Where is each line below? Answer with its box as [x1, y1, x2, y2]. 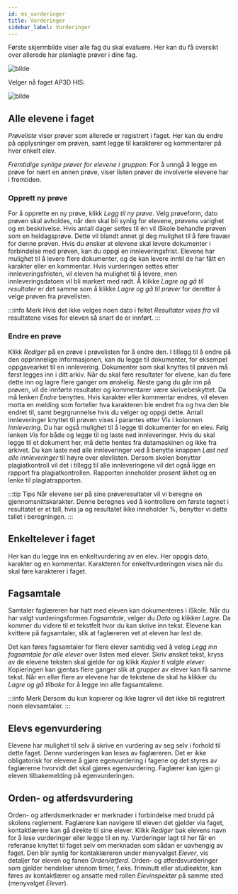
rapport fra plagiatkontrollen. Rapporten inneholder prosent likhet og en [8, 468, 217, 477]
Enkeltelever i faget [8, 533, 96, 545]
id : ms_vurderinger [8, 10, 66, 18]
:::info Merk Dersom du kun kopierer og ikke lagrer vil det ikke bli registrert [8, 694, 225, 703]
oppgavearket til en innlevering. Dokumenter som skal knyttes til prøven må [8, 362, 229, 371]
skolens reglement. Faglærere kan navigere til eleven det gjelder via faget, [8, 819, 225, 827]
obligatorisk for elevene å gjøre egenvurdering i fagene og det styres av [8, 756, 218, 765]
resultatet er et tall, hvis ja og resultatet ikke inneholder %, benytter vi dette [8, 505, 228, 513]
